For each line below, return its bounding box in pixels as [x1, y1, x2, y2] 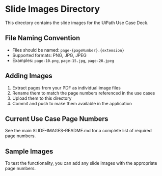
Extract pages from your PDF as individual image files [12, 85, 121, 90]
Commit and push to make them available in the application [12, 100, 132, 106]
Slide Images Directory [5, 3, 100, 15]
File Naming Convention [5, 34, 80, 42]
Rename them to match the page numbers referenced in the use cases [12, 90, 155, 96]
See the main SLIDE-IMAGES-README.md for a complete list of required [5, 128, 152, 134]
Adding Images [5, 72, 53, 80]
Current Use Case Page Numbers [5, 115, 108, 123]
